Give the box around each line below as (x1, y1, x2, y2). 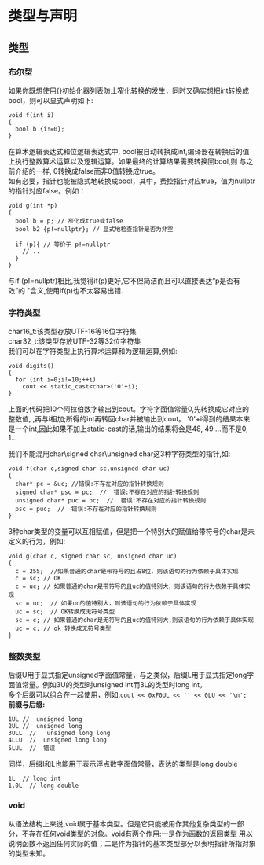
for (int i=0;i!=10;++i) (15, 376, 97, 384)
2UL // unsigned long (8, 723, 82, 731)
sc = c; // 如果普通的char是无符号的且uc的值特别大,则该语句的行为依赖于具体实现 (15, 617, 254, 624)
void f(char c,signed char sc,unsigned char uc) (8, 465, 170, 473)
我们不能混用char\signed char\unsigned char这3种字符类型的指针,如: (8, 449, 231, 458)
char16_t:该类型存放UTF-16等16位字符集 (8, 327, 137, 337)
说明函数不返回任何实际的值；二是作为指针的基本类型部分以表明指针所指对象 (8, 838, 256, 848)
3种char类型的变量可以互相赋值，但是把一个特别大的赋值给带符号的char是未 (8, 527, 255, 536)
